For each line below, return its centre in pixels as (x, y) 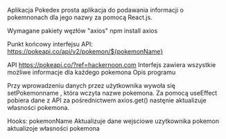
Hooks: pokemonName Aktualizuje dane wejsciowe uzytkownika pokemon (113, 121)
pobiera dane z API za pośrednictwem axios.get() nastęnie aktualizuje (107, 100)
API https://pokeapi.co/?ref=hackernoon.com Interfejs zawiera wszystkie (112, 65)
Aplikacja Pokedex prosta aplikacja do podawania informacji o (95, 10)
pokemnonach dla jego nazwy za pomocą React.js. (80, 17)
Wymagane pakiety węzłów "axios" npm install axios (82, 31)
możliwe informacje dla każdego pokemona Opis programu (92, 72)
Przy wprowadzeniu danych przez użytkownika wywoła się (91, 85)
